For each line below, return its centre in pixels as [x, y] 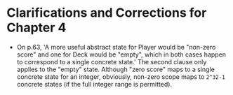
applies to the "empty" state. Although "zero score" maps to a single [115, 69]
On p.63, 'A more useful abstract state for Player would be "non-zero [116, 47]
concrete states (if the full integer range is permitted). [94, 84]
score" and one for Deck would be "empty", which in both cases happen [121, 54]
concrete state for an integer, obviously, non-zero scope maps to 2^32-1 [121, 76]
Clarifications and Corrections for [107, 13]
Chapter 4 [36, 28]
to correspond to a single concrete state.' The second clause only [112, 61]
